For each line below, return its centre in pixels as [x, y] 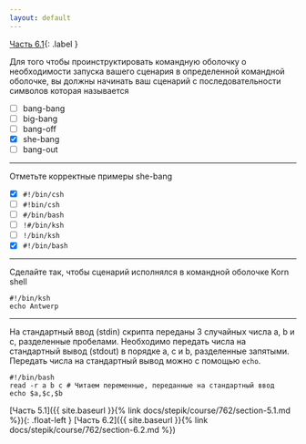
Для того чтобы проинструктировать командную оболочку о [128, 61]
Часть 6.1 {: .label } [44, 44]
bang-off [39, 129]
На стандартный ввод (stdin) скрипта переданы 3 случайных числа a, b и [152, 332]
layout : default [40, 18]
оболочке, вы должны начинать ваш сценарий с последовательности [145, 81]
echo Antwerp [34, 306]
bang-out [40, 149]
